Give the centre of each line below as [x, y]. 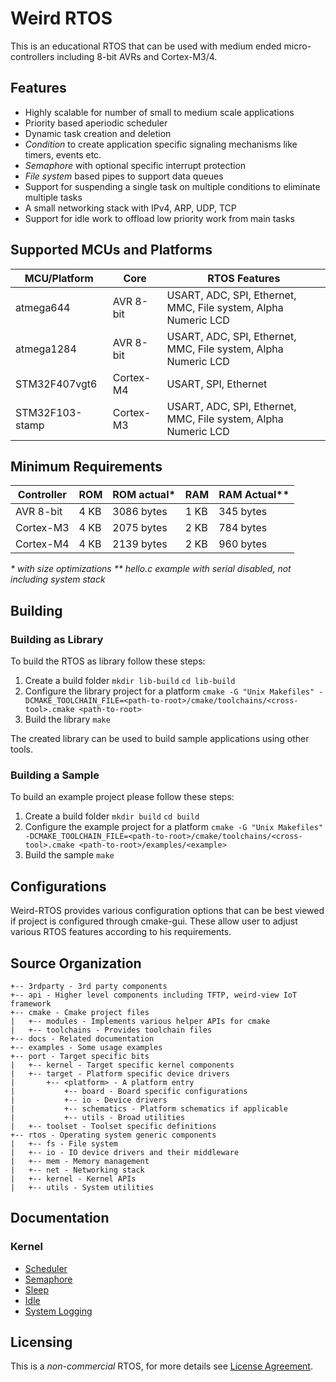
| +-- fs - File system [64, 1143]
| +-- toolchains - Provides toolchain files [111, 1030]
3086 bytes [140, 512]
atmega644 [43, 307]
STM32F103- [49, 412]
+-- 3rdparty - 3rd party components [89, 986]
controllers [32, 56]
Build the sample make [69, 855]
